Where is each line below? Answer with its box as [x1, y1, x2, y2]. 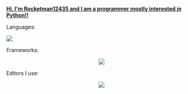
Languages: [6, 24, 36, 30]
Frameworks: [6, 47, 39, 53]
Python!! [6, 12, 29, 19]
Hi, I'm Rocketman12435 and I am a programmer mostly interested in [6, 5, 182, 12]
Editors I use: [6, 70, 39, 76]
